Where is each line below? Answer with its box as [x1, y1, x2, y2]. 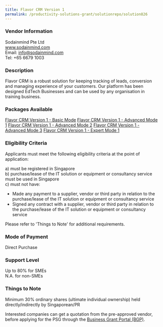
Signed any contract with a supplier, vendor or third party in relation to [12, 201, 154, 207]
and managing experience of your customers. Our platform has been [5, 83, 143, 89]
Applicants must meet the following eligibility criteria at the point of [5, 151, 140, 157]
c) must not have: [5, 181, 41, 187]
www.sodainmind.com [5, 44, 50, 50]
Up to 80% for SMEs [5, 268, 47, 274]
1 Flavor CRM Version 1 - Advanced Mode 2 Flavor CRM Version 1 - [5, 122, 140, 128]
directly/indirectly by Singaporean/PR [5, 302, 80, 307]
